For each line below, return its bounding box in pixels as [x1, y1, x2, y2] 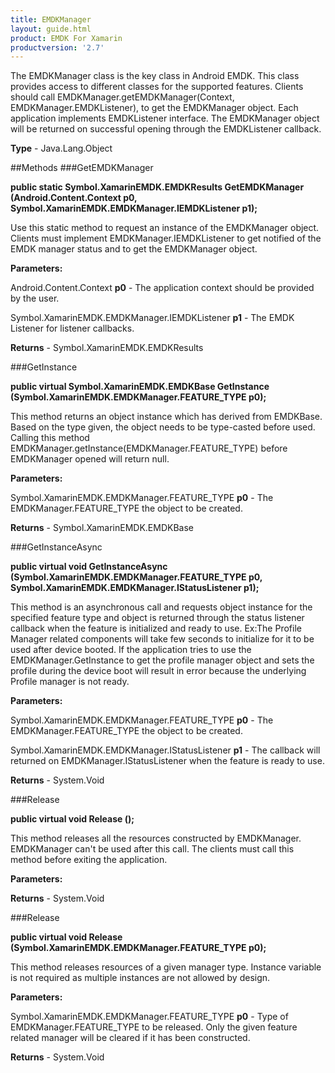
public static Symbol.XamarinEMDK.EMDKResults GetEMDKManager [10, 181, 305, 193]
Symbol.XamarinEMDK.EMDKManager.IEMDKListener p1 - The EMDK [10, 312, 295, 324]
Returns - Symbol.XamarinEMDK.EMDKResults [10, 342, 204, 354]
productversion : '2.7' [10, 42, 105, 53]
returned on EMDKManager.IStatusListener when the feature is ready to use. [10, 755, 325, 767]
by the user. [10, 292, 60, 305]
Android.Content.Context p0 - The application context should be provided [10, 282, 315, 294]
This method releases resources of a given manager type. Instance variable [10, 961, 322, 973]
